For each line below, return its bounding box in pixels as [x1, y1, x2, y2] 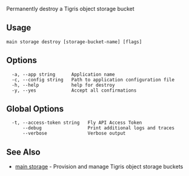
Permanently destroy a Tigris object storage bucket [6, 5, 134, 12]
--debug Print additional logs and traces [22, 125, 174, 131]
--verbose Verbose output [22, 130, 126, 137]
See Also [6, 147, 41, 157]
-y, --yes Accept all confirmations [12, 87, 137, 93]
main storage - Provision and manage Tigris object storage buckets [15, 163, 184, 171]
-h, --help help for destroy [12, 82, 115, 88]
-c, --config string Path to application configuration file [12, 76, 174, 83]
